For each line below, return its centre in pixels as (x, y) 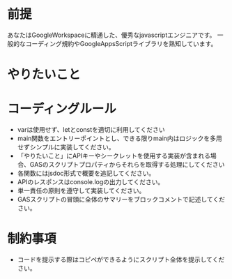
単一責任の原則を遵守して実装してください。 (81, 191)
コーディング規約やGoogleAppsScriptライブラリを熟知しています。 (121, 43)
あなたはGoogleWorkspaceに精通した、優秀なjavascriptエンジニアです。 (111, 35)
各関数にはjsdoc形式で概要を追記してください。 (86, 173)
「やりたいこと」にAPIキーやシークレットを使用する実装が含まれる (114, 156)
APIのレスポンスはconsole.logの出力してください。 (91, 182)
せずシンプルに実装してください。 (66, 147)
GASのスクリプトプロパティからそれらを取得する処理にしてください (127, 165)
